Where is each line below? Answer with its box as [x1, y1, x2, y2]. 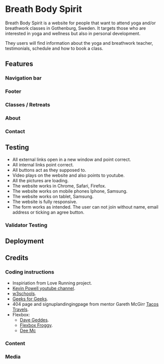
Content [5, 340, 26, 347]
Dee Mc [19, 327, 36, 333]
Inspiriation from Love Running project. [12, 280, 92, 286]
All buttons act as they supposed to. [12, 167, 86, 173]
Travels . [12, 306, 29, 312]
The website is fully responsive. [12, 199, 78, 205]
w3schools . [12, 291, 36, 296]
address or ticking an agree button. [12, 209, 84, 215]
